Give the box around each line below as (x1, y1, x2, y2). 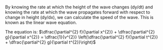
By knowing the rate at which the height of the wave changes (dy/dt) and (5, 4, 153, 10)
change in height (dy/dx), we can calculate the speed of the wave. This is (5, 15, 154, 20)
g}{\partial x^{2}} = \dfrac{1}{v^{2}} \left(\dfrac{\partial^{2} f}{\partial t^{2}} (5, 34, 159, 40)
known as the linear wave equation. (5, 19, 77, 25)
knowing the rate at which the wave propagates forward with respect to (5, 9, 150, 15)
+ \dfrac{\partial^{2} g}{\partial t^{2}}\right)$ (5, 39, 96, 45)
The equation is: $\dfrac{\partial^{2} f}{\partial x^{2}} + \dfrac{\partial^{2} (5, 29, 155, 34)
